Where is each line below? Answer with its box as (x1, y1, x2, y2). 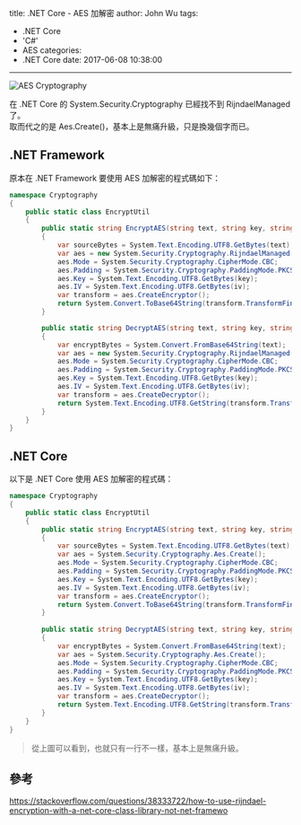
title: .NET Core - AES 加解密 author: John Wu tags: (9, 8, 199, 18)
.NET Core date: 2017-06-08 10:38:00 (21, 55, 163, 65)
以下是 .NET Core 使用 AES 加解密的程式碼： (9, 474, 174, 485)
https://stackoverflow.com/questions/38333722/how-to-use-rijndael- (9, 795, 267, 806)
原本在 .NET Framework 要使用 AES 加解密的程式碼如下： (9, 172, 221, 183)
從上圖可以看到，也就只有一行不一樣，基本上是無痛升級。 (30, 742, 244, 753)
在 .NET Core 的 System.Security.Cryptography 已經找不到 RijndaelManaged (9, 99, 291, 110)
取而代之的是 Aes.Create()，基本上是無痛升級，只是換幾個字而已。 (9, 121, 254, 132)
